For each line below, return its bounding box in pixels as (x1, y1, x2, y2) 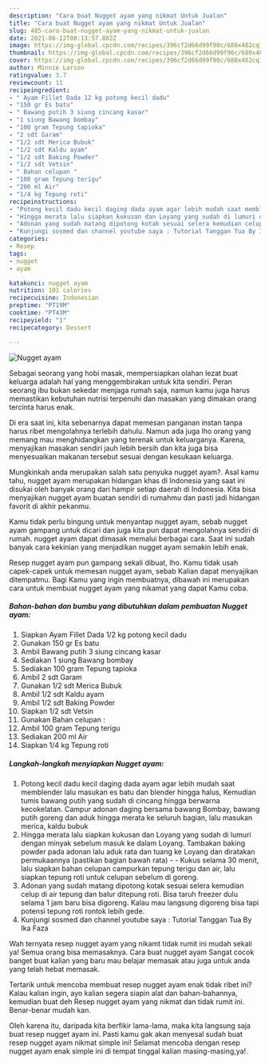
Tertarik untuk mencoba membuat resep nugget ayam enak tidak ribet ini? (9, 980, 252, 990)
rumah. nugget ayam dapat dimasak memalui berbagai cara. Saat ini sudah (9, 534, 255, 543)
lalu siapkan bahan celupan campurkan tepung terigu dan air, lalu (20, 864, 236, 874)
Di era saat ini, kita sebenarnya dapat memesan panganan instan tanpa (9, 418, 243, 427)
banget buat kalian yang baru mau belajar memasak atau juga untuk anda (9, 956, 251, 966)
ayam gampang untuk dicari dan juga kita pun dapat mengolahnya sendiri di (9, 525, 259, 534)
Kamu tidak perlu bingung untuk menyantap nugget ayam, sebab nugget (9, 517, 248, 526)
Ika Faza (20, 923, 49, 933)
